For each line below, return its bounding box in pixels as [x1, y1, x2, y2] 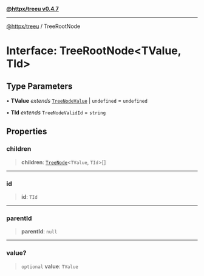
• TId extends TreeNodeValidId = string [6, 109, 106, 116]
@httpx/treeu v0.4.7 [6, 5, 59, 12]
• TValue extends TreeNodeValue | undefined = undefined [6, 97, 148, 104]
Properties [6, 126, 47, 137]
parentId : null [21, 228, 58, 235]
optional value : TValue [21, 263, 79, 270]
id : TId [21, 193, 38, 200]
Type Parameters [6, 81, 73, 91]
